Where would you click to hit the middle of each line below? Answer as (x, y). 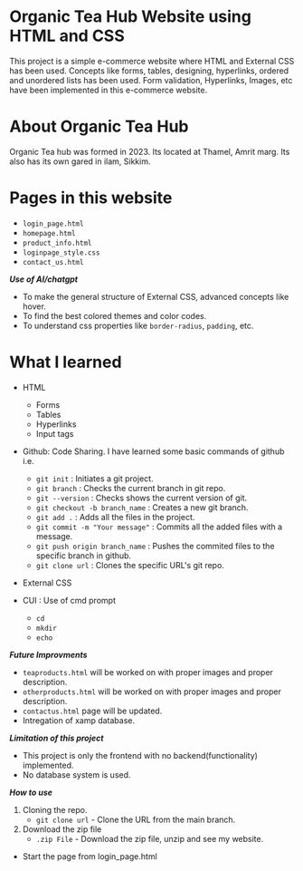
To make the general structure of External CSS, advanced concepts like (156, 296)
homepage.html (49, 233)
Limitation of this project (57, 738)
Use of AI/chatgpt (44, 279)
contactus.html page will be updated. (92, 711)
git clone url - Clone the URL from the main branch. (136, 819)
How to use (31, 792)
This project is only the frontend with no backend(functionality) (140, 755)
